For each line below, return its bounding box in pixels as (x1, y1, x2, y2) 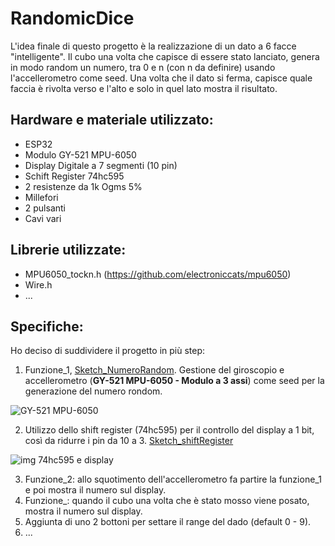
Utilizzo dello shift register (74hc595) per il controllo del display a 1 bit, (24, 424, 315, 436)
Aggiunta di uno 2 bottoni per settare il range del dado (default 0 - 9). (24, 516, 312, 528)
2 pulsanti (24, 202, 67, 214)
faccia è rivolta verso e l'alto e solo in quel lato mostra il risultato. (10, 82, 278, 94)
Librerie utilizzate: (10, 242, 127, 259)
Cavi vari (24, 212, 62, 224)
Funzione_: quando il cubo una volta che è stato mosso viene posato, (24, 495, 310, 507)
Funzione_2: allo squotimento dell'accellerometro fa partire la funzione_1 (24, 473, 322, 486)
